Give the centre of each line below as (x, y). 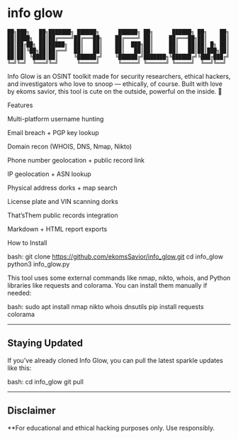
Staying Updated (45, 343)
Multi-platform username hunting (56, 119)
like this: (19, 368)
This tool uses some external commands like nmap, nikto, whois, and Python (119, 278)
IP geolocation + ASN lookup (50, 174)
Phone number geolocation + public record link (76, 160)
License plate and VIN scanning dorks (63, 201)
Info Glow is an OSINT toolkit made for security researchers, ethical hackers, (119, 76)
